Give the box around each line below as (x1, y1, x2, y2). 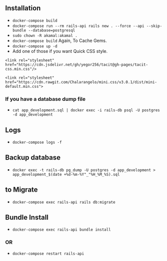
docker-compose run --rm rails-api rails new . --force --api (12, 23, 145, 28)
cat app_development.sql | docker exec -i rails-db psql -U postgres (12, 108, 161, 113)
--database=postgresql (28, 27, 76, 33)
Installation (5, 4, 41, 12)
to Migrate (5, 186, 38, 194)
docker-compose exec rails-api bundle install (12, 227, 111, 233)
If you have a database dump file (5, 95, 86, 102)
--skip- (146, 23, 163, 28)
